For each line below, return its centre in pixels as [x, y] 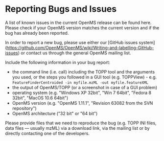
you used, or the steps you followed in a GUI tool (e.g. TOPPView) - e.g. [84, 77]
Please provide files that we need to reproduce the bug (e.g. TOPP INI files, [81, 123]
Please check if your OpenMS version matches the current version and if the [82, 27]
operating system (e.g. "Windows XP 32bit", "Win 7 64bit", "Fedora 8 [82, 93]
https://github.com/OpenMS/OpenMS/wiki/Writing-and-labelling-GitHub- [80, 47]
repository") [24, 108]
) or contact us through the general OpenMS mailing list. [74, 53]
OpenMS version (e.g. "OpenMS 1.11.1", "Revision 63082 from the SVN [82, 103]
